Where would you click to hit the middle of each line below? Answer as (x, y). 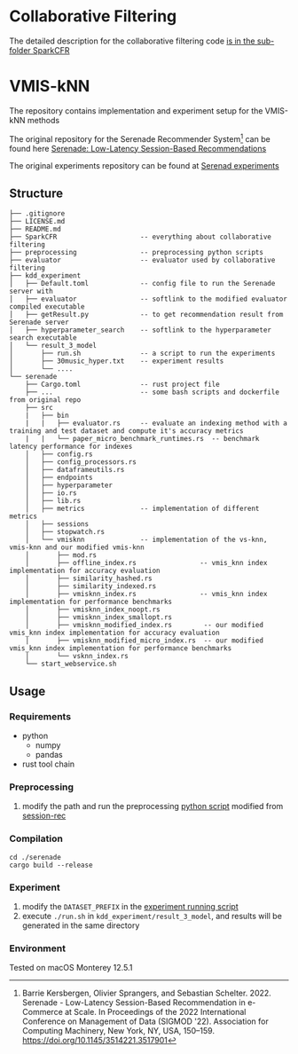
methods (43, 120)
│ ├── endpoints (59, 478)
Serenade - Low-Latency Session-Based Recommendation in (133, 1003)
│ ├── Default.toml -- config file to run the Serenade (142, 284)
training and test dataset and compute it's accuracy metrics (126, 431)
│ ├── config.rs (59, 454)
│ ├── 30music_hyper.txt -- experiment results (117, 361)
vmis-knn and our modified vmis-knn (77, 547)
